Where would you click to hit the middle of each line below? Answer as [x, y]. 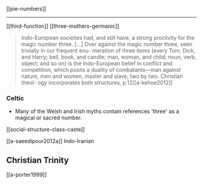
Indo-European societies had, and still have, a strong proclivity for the [108, 38]
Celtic [15, 98]
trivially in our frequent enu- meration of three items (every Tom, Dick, [108, 50]
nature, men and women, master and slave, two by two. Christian [102, 76]
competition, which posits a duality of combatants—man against [101, 70]
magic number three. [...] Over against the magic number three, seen [107, 44]
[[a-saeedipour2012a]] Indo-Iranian [50, 141]
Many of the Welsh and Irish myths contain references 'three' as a [97, 112]
